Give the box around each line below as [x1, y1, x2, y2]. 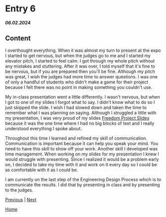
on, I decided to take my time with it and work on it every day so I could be [5, 161, 157, 167]
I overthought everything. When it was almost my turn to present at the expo [5, 47, 161, 53]
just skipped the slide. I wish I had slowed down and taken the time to [5, 104, 147, 110]
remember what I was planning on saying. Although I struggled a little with [5, 110, 157, 116]
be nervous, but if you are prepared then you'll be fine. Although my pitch [5, 68, 155, 74]
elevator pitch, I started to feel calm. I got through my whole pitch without [5, 58, 155, 64]
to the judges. [5, 187, 34, 193]
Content [5, 34, 31, 43]
